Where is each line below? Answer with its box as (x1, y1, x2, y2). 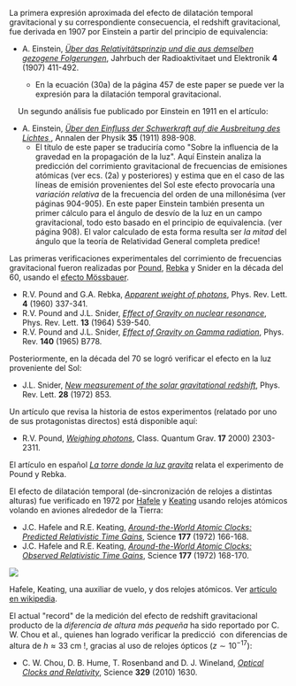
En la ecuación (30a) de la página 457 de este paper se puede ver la (34, 80, 285, 89)
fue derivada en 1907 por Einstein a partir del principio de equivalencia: (9, 27, 269, 36)
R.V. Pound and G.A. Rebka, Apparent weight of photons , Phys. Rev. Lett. (21, 289, 288, 299)
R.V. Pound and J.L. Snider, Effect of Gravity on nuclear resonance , (21, 308, 267, 318)
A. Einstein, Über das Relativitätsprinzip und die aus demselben (21, 43, 254, 54)
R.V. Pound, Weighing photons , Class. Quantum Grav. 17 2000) (21, 433, 251, 443)
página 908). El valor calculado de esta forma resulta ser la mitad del (34, 227, 287, 237)
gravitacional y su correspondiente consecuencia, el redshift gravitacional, (9, 17, 281, 27)
